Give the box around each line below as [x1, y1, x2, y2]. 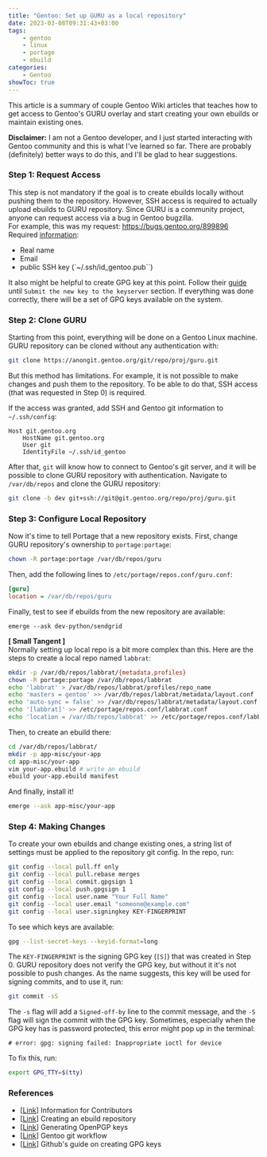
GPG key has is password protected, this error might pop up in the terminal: [8, 1024, 256, 1033]
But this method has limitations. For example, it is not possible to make [8, 371, 238, 380]
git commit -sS [8, 993, 59, 1001]
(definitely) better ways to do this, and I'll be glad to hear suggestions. [8, 149, 238, 159]
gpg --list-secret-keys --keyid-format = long [8, 937, 158, 945]
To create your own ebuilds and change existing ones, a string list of [8, 839, 232, 849]
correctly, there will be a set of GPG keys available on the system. [8, 294, 223, 304]
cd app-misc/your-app [8, 758, 80, 766]
